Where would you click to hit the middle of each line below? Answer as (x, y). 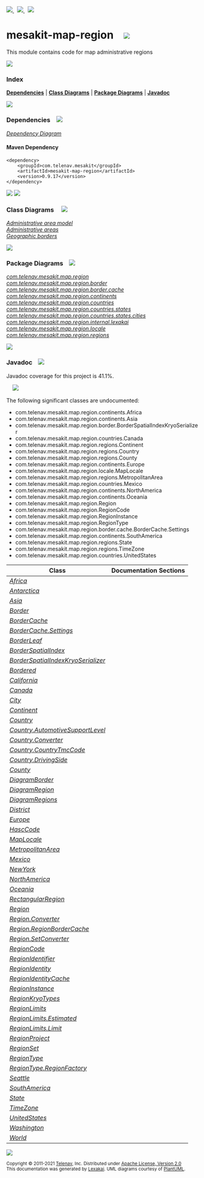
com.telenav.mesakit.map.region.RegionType (72, 523)
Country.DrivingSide (38, 759)
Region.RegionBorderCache (49, 928)
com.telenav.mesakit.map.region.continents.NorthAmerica (89, 490)
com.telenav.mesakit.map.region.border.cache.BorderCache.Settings (102, 529)
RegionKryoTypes (35, 998)
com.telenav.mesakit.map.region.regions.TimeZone (80, 549)
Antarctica (24, 591)
